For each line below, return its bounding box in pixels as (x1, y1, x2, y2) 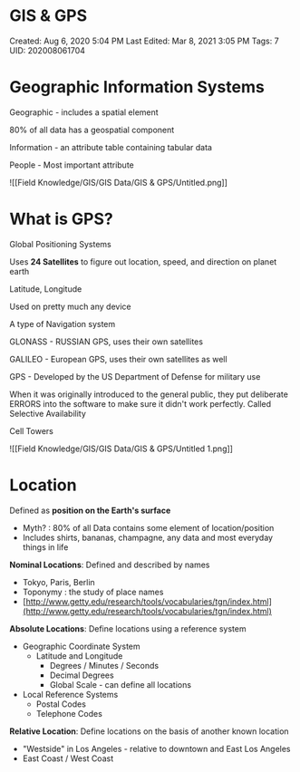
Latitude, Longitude (9, 283, 82, 294)
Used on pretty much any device (9, 301, 131, 312)
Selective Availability (9, 408, 86, 419)
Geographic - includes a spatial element (9, 106, 159, 118)
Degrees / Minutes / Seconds (49, 660, 160, 671)
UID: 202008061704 (9, 44, 86, 55)
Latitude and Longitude (35, 650, 123, 661)
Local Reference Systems (22, 689, 119, 700)
